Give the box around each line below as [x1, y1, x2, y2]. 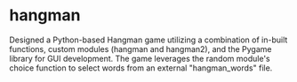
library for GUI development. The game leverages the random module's [9, 53, 270, 63]
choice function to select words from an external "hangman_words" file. [9, 63, 273, 73]
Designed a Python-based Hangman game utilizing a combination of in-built [9, 34, 288, 45]
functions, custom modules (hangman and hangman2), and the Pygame [9, 43, 272, 54]
